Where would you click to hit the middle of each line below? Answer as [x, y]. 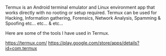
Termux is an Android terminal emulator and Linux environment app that [80, 7]
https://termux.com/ [26, 43]
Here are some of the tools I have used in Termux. [57, 33]
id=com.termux [21, 48]
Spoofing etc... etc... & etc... [34, 23]
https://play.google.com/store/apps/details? [94, 43]
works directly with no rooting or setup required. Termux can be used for [81, 13]
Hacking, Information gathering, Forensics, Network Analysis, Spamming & [83, 18]
